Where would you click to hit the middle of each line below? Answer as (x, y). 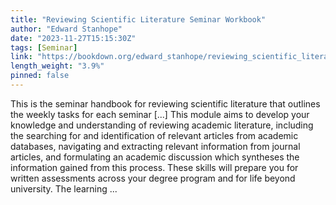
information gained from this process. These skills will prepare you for (154, 167)
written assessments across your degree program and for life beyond (153, 178)
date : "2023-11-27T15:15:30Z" (73, 38)
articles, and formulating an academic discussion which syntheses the (155, 157)
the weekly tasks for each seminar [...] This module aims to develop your (160, 114)
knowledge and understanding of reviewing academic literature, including (162, 125)
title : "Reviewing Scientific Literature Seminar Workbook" (138, 19)
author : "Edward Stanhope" (66, 29)
